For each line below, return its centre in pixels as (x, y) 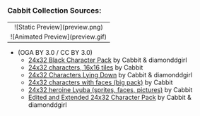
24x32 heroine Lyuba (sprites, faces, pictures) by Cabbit (110, 89)
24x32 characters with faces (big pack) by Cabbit (100, 82)
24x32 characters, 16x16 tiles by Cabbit (86, 67)
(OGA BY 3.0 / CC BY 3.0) (55, 52)
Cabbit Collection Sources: (54, 11)
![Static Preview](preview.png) (59, 27)
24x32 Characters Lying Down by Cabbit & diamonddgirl (110, 75)
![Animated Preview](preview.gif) (59, 37)
